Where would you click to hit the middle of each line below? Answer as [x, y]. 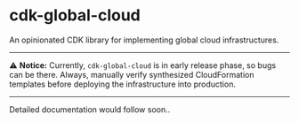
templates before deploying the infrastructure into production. [122, 84]
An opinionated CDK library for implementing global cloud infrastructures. [144, 40]
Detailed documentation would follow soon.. [90, 109]
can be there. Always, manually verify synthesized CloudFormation [132, 74]
